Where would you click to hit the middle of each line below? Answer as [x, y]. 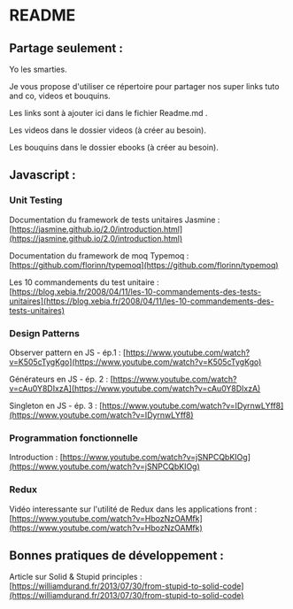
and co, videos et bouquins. [60, 96]
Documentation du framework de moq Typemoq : [99, 255]
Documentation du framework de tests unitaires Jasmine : [115, 220]
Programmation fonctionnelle [74, 437]
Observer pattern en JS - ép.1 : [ [68, 352]
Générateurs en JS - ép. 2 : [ [61, 379]
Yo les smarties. [39, 69]
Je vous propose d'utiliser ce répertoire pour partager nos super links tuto [144, 86]
